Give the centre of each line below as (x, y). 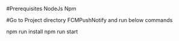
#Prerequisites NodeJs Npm (41, 9)
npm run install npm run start (42, 31)
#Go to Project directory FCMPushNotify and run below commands (89, 20)
